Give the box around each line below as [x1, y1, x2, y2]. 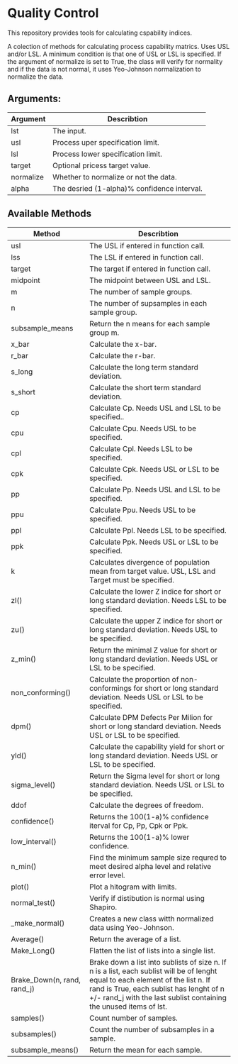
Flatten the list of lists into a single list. [89, 946, 216, 955]
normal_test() [11, 897, 56, 907]
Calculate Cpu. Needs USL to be [89, 423, 197, 433]
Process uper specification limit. [52, 137, 159, 147]
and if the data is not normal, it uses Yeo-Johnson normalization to [7, 65, 202, 73]
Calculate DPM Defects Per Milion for [89, 712, 213, 722]
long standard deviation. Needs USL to [89, 624, 217, 634]
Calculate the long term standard [89, 362, 198, 372]
